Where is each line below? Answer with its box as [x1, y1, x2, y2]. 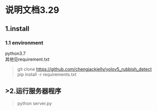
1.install [5, 24, 30, 33]
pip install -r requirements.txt [17, 71, 77, 77]
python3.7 [5, 50, 26, 56]
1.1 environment [5, 39, 43, 46]
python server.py [17, 100, 52, 106]
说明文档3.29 [5, 4, 59, 16]
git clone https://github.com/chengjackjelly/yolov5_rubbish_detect [17, 66, 152, 72]
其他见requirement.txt [5, 56, 50, 62]
